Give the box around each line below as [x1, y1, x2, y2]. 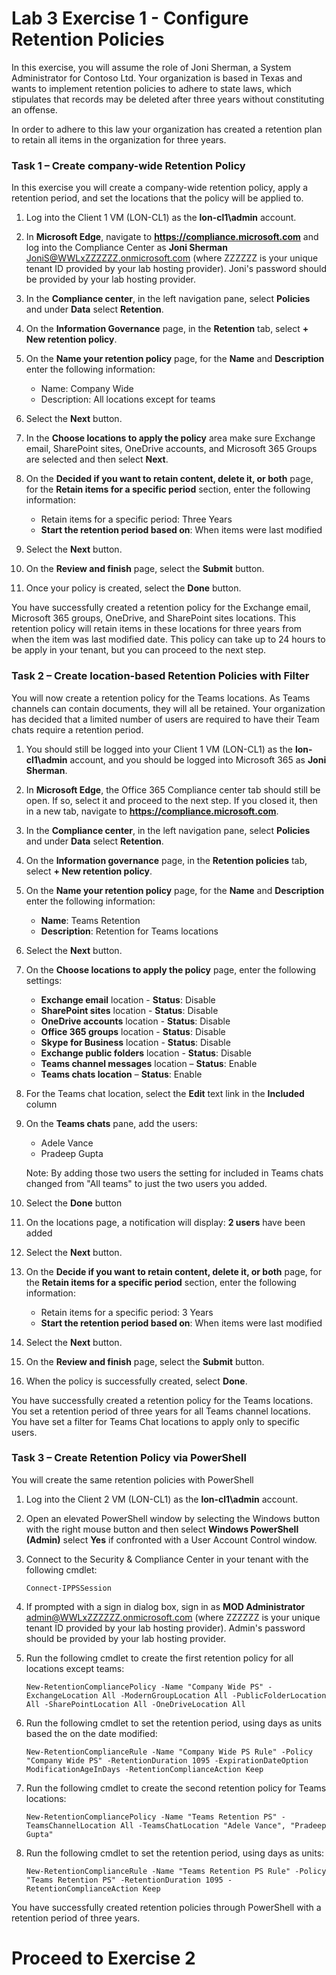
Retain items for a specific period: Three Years [40, 513, 233, 526]
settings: [25, 974, 63, 986]
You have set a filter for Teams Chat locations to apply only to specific [11, 1415, 301, 1427]
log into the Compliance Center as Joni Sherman [25, 242, 228, 254]
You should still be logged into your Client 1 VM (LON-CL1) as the [25, 743, 293, 755]
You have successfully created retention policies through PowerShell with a [11, 1901, 322, 1913]
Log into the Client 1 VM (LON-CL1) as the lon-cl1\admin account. [25, 212, 297, 224]
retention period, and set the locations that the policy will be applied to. [11, 192, 304, 204]
